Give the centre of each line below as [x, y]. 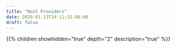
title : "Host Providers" [37, 11]
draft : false [22, 22]
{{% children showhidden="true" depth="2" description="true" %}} [88, 39]
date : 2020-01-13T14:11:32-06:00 [47, 17]
